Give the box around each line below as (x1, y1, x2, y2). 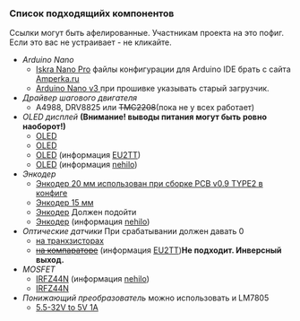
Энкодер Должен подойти (35, 207, 137, 218)
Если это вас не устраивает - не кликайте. (9, 37, 172, 48)
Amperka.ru (35, 74, 80, 84)
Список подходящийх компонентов (9, 7, 175, 20)
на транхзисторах (35, 236, 105, 247)
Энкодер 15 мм (35, 197, 94, 208)
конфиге (35, 187, 68, 199)
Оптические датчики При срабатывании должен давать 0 (21, 226, 244, 237)
